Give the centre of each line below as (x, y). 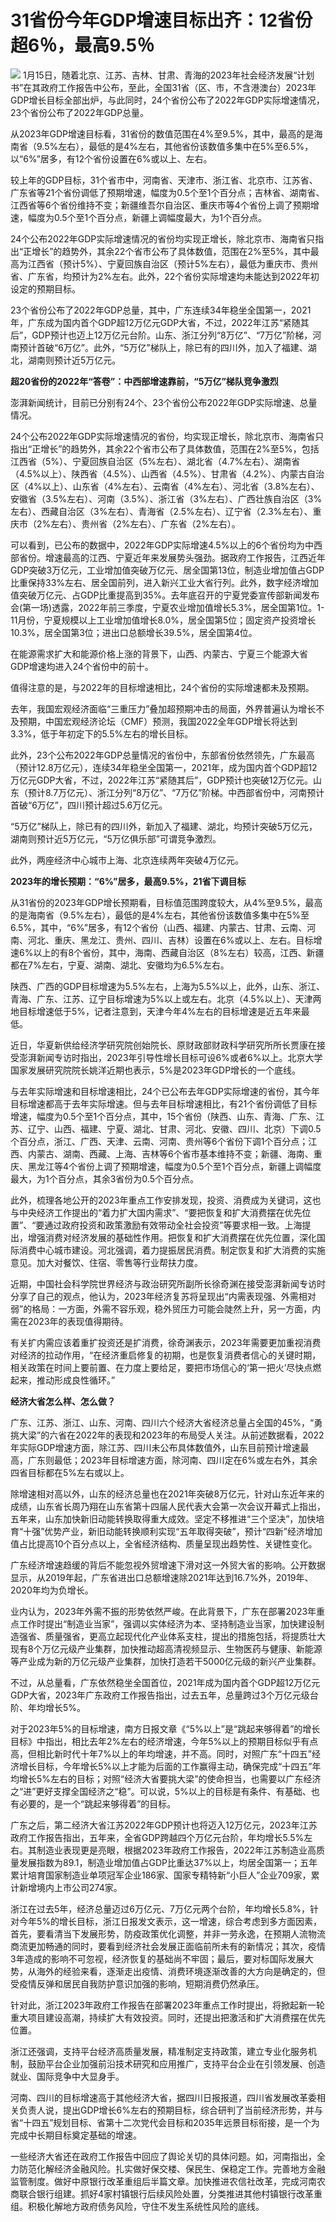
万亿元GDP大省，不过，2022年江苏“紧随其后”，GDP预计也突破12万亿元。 (161, 780)
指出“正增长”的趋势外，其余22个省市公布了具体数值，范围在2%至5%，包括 (165, 448)
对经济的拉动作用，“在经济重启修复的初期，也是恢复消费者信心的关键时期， (166, 1355)
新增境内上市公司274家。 (70, 1887)
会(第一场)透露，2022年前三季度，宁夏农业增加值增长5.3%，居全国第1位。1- (167, 607)
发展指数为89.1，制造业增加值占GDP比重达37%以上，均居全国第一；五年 (168, 1862)
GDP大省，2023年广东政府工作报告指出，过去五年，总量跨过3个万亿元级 (160, 1695)
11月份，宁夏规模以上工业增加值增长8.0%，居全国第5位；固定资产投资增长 (163, 620)
